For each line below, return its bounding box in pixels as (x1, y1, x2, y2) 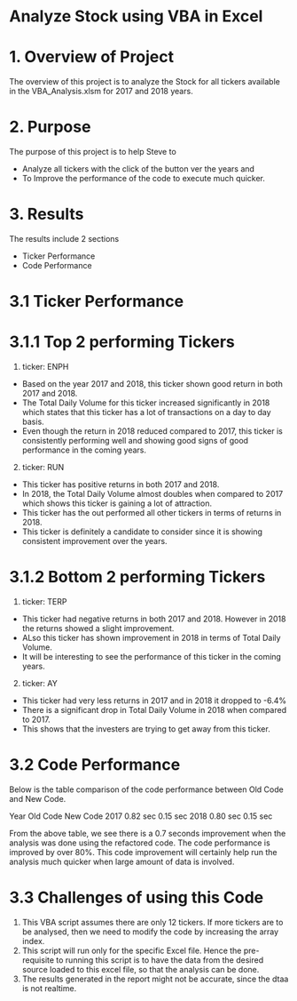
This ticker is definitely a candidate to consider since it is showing (21, 526, 263, 537)
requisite (21, 954, 55, 965)
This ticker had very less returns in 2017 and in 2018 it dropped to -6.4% (21, 695, 287, 706)
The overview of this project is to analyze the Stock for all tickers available (9, 76, 281, 87)
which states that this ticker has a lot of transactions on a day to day (21, 407, 272, 418)
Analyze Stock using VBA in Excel (9, 6, 263, 27)
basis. (21, 416, 44, 428)
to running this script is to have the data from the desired (56, 954, 264, 965)
